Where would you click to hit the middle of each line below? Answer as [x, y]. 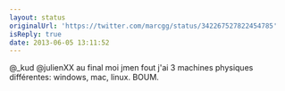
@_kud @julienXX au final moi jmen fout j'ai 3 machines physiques [131, 68]
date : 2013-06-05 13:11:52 [59, 42]
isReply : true [36, 34]
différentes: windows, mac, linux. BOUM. [84, 78]
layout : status [38, 17]
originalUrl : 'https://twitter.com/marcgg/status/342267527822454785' [143, 26]
